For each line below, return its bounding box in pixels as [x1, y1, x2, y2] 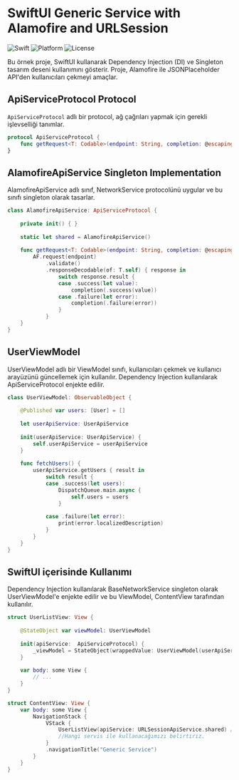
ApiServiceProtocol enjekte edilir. [7, 380, 105, 389]
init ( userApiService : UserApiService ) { [20, 433, 142, 441]
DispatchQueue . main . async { [58, 486, 142, 493]
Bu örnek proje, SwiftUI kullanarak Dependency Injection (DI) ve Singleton [7, 57, 224, 66]
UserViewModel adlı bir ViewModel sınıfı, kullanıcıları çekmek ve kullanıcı [7, 365, 222, 374]
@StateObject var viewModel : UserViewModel [20, 627, 152, 635]
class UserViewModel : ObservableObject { [7, 394, 132, 401]
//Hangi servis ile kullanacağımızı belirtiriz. [58, 733, 205, 740]
